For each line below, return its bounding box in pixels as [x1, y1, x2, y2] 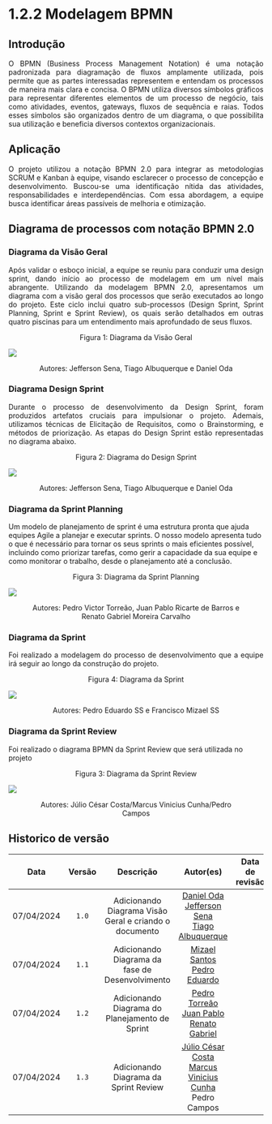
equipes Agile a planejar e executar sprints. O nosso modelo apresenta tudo [8, 531, 261, 540]
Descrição [117, 866, 158, 877]
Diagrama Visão [107, 905, 168, 916]
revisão [236, 876, 266, 887]
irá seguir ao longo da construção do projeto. [8, 659, 159, 669]
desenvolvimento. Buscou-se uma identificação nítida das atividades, [8, 181, 264, 191]
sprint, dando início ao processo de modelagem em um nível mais [8, 273, 264, 283]
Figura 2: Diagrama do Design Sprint [75, 452, 197, 462]
